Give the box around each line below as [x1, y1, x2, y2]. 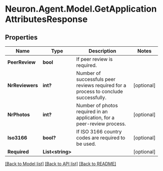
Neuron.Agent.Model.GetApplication [5, 3, 157, 15]
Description [88, 48, 116, 54]
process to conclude [76, 88, 123, 95]
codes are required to [76, 134, 125, 141]
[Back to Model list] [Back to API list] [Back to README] [5, 161, 116, 167]
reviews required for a [76, 82, 127, 89]
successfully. [76, 94, 107, 101]
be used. [76, 140, 96, 147]
